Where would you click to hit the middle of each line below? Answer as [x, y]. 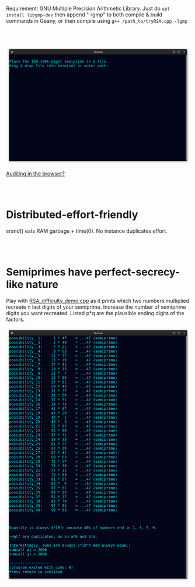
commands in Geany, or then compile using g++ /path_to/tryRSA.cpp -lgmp [97, 21]
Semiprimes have [49, 272]
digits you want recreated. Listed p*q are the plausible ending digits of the [95, 313]
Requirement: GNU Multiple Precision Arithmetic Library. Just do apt [88, 8]
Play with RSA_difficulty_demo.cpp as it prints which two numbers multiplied [98, 301]
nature [42, 284]
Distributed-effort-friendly [72, 215]
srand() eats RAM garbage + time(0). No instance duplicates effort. [87, 231]
